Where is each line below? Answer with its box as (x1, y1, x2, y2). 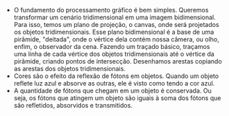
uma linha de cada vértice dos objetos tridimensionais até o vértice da (13, 50, 215, 58)
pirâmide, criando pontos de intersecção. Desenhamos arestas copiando (13, 57, 222, 65)
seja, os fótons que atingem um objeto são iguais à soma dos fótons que (13, 94, 221, 102)
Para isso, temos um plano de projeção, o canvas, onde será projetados (13, 21, 220, 28)
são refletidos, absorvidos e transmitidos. (13, 101, 133, 109)
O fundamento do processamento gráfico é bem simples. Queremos (13, 6, 209, 14)
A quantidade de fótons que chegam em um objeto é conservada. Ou (13, 86, 212, 95)
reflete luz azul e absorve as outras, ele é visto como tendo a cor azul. (13, 79, 215, 87)
